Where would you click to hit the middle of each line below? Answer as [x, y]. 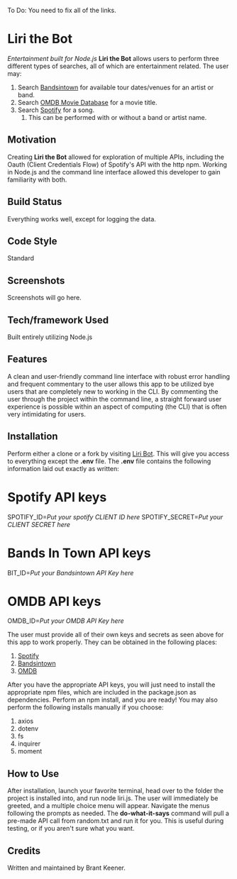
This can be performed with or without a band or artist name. [117, 117]
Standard [21, 258]
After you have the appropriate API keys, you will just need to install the [111, 685]
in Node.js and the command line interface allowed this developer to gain [114, 172]
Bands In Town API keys [79, 553]
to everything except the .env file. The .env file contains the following [109, 461]
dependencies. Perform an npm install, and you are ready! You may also [112, 700]
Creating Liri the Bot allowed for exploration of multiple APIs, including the [116, 157]
